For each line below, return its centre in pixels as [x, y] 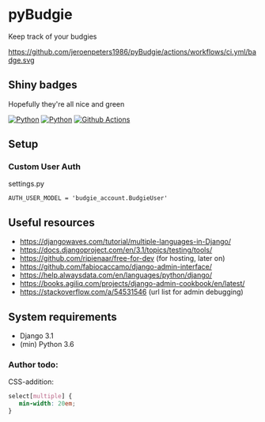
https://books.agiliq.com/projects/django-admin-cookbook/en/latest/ [132, 284]
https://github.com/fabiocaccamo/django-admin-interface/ [115, 267]
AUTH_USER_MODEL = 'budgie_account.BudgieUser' [88, 198]
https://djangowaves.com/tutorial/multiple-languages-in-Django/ [125, 242]
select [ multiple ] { [40, 397]
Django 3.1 [36, 336]
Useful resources [51, 222]
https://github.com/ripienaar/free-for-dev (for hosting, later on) [122, 258]
